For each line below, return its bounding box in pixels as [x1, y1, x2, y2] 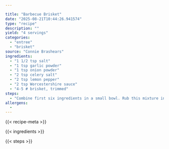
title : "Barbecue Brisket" [5, 12, 62, 17]
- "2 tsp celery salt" [10, 72, 57, 78]
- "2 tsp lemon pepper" [10, 77, 59, 82]
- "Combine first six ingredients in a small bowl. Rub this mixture [10, 96, 158, 101]
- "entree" [10, 40, 33, 45]
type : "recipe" [5, 21, 37, 26]
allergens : [5, 100, 28, 105]
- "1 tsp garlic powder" [10, 63, 62, 68]
